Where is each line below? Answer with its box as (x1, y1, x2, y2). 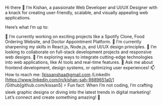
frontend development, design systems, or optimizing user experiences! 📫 (5, 65, 155, 70)
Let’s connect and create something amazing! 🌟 (5, 94, 101, 100)
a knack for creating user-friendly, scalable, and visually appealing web (5, 10, 148, 15)
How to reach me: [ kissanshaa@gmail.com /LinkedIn (5, 72, 110, 77)
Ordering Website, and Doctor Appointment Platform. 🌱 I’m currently (5, 39, 142, 45)
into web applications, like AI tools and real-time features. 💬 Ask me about (5, 60, 153, 65)
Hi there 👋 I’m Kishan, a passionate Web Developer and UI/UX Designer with (5, 5, 158, 10)
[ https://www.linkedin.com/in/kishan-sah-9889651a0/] (5, 77, 114, 82)
